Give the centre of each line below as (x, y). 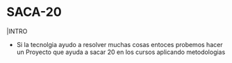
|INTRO (17, 31)
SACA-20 (34, 12)
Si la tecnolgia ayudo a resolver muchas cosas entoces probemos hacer (119, 44)
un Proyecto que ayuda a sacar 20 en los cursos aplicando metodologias (121, 52)
